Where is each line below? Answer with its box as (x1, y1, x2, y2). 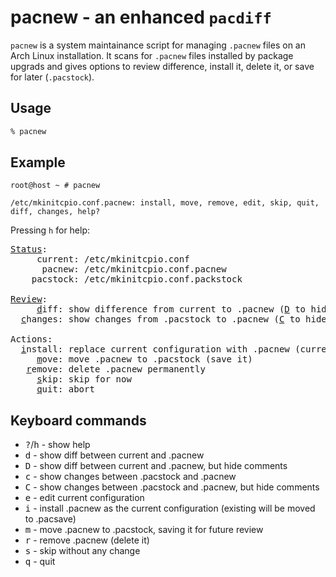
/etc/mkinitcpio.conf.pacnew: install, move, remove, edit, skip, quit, (10, 198, 320, 208)
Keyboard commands (10, 412, 147, 429)
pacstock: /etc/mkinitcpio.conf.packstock (31, 274, 243, 285)
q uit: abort (36, 384, 95, 395)
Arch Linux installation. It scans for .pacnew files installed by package (10, 49, 294, 61)
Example (10, 154, 66, 171)
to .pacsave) (24, 513, 77, 525)
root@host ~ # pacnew (10, 181, 101, 191)
